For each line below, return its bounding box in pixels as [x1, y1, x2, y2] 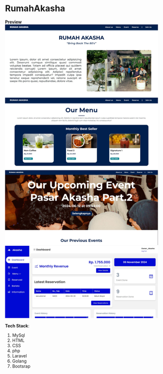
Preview [5, 19, 22, 25]
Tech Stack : [5, 323, 30, 329]
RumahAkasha [5, 3, 65, 14]
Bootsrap [12, 363, 31, 369]
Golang [12, 358, 27, 364]
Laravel [12, 353, 27, 359]
